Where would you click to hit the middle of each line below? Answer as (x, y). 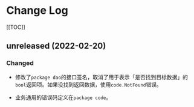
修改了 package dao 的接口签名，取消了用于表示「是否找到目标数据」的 (102, 77)
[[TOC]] (16, 27)
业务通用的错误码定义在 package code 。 (63, 97)
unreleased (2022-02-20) (56, 46)
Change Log (37, 11)
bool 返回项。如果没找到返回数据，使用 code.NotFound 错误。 (88, 84)
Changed (20, 63)
